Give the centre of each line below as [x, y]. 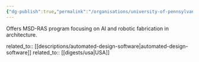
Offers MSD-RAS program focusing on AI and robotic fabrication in [87, 28]
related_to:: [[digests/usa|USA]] [71, 52]
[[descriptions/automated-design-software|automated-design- [111, 46]
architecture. [22, 35]
